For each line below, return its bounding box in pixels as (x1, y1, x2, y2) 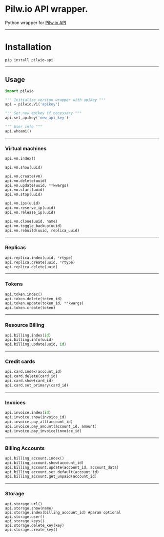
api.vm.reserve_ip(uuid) (5, 205, 56, 210)
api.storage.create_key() (5, 527, 58, 532)
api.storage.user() (5, 514, 45, 519)
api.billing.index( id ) (5, 332, 51, 338)
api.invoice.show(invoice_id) (5, 415, 67, 420)
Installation (5, 42, 52, 52)
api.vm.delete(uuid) (5, 178, 47, 183)
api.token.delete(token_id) (5, 296, 62, 301)
